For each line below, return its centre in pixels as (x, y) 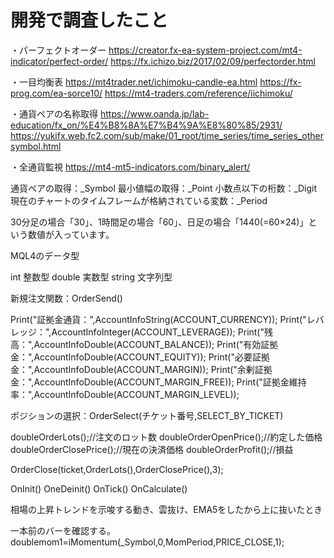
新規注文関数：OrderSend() (66, 298)
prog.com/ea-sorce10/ (56, 93)
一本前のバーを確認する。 (63, 530)
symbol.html (36, 146)
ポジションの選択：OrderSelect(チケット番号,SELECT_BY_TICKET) (147, 415)
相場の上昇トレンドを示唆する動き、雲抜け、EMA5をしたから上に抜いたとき (166, 509)
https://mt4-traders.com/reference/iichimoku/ (198, 93)
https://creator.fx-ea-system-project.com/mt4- (205, 50)
